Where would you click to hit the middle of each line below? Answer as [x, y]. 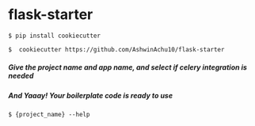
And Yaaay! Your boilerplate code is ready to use [90, 95]
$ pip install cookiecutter [55, 36]
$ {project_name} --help [49, 115]
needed [21, 75]
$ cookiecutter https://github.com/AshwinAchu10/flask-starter [116, 49]
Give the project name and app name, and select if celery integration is [128, 67]
